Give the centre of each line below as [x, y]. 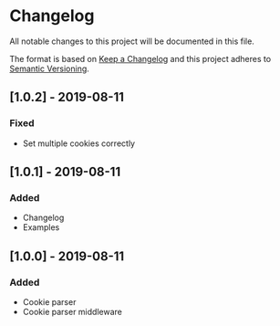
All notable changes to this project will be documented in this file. [132, 41]
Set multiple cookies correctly [78, 143]
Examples [41, 227]
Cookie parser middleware [73, 312]
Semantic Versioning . [49, 68]
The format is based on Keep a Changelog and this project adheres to [140, 58]
